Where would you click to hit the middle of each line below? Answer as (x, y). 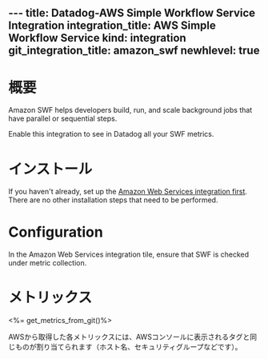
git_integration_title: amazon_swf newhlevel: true (134, 51)
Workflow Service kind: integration (97, 38)
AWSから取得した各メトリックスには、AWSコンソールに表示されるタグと (129, 337)
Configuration (56, 232)
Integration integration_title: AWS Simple (112, 26)
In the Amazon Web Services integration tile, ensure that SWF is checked (129, 254)
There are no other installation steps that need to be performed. (113, 200)
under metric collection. (48, 263)
